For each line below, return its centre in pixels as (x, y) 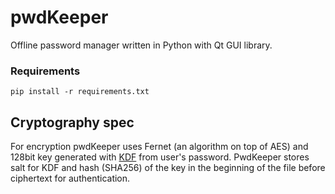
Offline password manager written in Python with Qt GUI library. (141, 45)
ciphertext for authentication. (70, 178)
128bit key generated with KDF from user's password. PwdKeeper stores (160, 157)
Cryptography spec (72, 122)
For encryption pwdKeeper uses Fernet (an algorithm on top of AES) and (159, 147)
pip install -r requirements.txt (80, 92)
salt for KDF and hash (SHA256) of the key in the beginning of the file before (168, 168)
